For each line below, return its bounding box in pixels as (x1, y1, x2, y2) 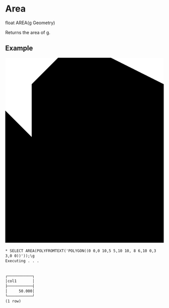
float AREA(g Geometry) (5, 20, 55, 26)
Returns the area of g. (5, 29, 51, 35)
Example (5, 44, 33, 53)
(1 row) (5, 298, 22, 303)
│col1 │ (5, 278, 35, 283)
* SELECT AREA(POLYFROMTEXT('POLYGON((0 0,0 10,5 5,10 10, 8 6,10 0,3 (5, 248, 156, 253)
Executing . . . (5, 258, 39, 263)
